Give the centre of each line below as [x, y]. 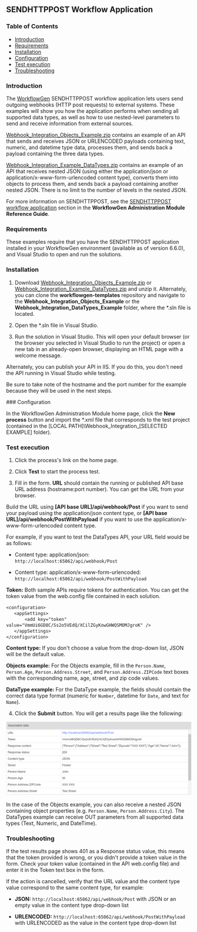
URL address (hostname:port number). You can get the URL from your [99, 489]
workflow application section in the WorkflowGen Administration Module [96, 208]
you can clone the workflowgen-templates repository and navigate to [100, 295]
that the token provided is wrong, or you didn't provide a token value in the [96, 857]
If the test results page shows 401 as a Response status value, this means [96, 851]
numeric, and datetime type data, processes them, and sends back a [89, 147]
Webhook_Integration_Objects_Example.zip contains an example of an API [96, 135]
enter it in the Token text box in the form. [55, 870]
